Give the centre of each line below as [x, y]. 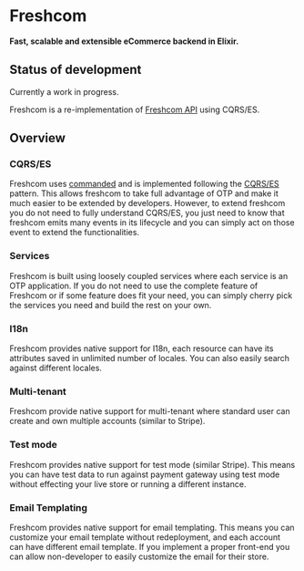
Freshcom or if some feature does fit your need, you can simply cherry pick [151, 295]
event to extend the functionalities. [74, 233]
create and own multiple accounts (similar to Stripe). [107, 421]
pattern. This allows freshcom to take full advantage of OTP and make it [144, 193]
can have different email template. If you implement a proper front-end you [150, 546]
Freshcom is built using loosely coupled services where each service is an [149, 275]
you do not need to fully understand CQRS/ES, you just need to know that [147, 213]
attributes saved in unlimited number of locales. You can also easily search [149, 358]
